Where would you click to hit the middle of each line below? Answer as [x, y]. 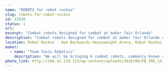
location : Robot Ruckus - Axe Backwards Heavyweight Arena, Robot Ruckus [84, 42]
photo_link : [17, 61]
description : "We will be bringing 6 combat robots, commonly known [87, 56]
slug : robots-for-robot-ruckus [38, 14]
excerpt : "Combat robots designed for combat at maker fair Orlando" [79, 33]
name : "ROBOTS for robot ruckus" [40, 10]
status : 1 [15, 24]
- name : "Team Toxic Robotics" [42, 51]
